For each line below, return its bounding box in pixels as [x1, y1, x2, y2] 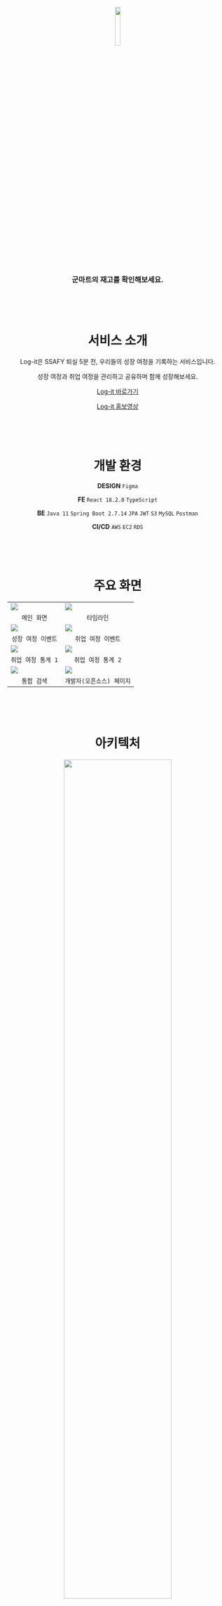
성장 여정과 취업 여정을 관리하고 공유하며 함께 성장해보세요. [37, 372, 198, 381]
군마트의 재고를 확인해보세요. [71, 275, 164, 285]
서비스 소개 [88, 333, 148, 349]
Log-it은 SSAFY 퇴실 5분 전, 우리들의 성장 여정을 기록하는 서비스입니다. [20, 358, 216, 366]
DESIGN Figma [97, 482, 139, 490]
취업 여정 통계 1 [11, 656, 58, 664]
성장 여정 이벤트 [11, 635, 57, 643]
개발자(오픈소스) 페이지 [64, 677, 131, 685]
